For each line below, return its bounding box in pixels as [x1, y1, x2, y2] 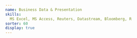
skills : [5, 12, 22, 17]
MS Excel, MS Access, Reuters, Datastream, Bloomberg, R [10, 16, 132, 21]
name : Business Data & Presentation [5, 7, 82, 12]
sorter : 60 [5, 21, 28, 26]
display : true [5, 26, 35, 31]
